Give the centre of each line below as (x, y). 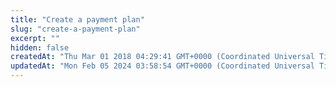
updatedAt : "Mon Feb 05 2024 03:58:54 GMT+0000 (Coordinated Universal (162, 66)
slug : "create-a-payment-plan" (75, 29)
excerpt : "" (35, 38)
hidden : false (40, 47)
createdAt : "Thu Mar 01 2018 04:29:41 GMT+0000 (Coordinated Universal (162, 57)
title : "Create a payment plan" (77, 19)
